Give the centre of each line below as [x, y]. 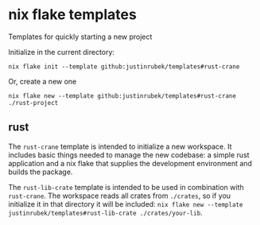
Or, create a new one [43, 81]
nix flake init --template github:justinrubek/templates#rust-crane [124, 66]
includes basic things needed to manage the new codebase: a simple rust [129, 155]
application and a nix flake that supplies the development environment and [130, 163]
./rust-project [33, 103]
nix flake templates [72, 15]
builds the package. [41, 172]
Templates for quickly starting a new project [80, 37]
